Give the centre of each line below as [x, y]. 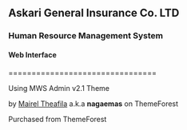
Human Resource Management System [86, 36]
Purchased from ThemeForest [58, 119]
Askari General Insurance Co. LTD [94, 13]
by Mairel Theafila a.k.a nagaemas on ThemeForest [93, 104]
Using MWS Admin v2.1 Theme [59, 88]
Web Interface [33, 54]
